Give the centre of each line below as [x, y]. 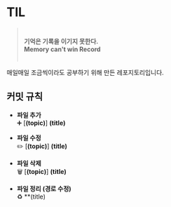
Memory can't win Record [62, 49]
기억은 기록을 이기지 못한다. [61, 41]
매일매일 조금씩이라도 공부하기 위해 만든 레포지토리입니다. [85, 72]
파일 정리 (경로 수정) [44, 188]
